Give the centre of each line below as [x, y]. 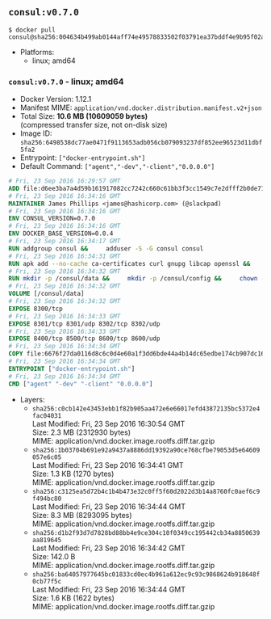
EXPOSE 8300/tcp [35, 309]
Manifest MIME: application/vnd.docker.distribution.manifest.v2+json [141, 107]
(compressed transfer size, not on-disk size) [94, 125]
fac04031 [47, 415]
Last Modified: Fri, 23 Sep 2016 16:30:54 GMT [108, 423]
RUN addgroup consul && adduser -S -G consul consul [106, 248]
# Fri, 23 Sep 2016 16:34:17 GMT [65, 242]
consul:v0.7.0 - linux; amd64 [66, 82]
